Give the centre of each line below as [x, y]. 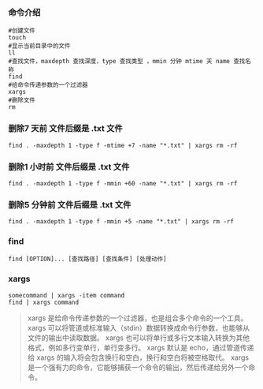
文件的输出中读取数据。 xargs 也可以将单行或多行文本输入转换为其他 [139, 338]
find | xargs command [44, 302]
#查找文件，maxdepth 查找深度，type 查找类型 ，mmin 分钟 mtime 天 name [119, 62]
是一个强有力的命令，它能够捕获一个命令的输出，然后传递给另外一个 [138, 367]
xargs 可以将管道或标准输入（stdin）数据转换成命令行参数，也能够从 [139, 327]
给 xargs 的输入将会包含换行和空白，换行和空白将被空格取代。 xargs [138, 357]
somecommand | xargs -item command [67, 295]
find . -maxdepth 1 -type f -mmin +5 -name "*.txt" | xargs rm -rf [121, 222]
